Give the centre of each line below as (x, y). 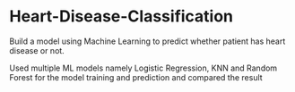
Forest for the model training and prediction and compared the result (136, 77)
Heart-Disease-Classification (121, 17)
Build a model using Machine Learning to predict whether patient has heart (147, 41)
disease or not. (37, 50)
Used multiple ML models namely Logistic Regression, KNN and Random (143, 68)
